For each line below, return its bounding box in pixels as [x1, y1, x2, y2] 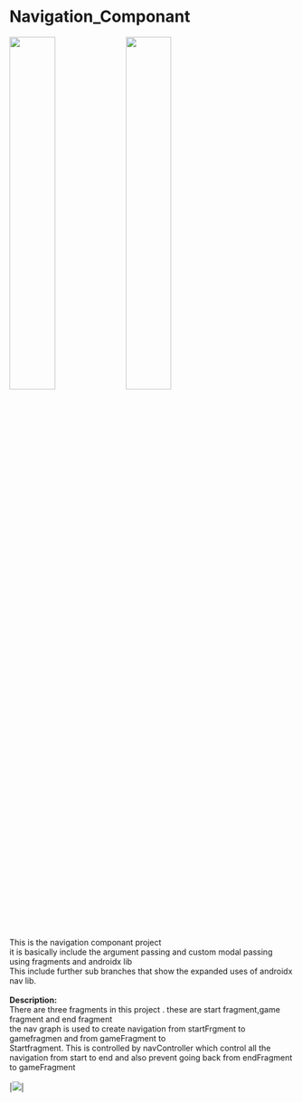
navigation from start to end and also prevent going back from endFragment [9, 1051, 293, 1063]
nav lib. [9, 975, 37, 986]
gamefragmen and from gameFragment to [9, 1032, 166, 1043]
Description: [9, 994, 57, 1005]
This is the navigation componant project [9, 937, 162, 947]
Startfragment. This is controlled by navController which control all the [9, 1042, 271, 1053]
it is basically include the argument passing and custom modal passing [9, 947, 273, 957]
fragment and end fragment [9, 1013, 113, 1024]
